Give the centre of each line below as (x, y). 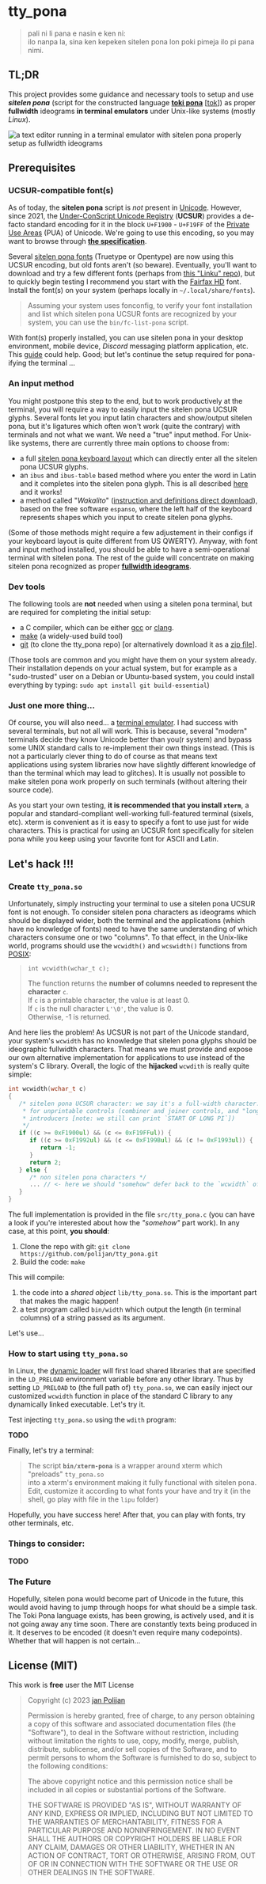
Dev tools (27, 587)
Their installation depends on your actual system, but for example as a (123, 668)
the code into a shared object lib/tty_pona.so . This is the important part (138, 1293)
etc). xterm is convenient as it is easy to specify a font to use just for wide (129, 822)
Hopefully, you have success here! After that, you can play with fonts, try (127, 1515)
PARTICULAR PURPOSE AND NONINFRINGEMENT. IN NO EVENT (134, 1830)
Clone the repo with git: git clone (75, 1247)
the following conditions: (68, 1766)
